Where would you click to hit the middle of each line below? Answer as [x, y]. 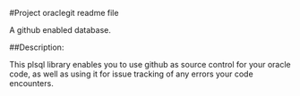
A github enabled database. [60, 30]
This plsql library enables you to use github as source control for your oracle [150, 64]
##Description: [37, 47]
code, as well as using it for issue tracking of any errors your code [131, 74]
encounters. [31, 83]
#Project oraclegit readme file [64, 13]
